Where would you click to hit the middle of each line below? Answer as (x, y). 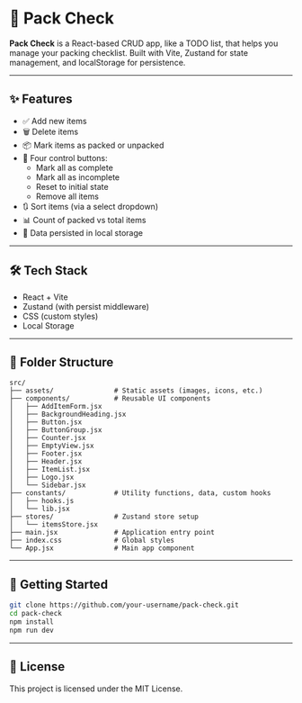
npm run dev (31, 630)
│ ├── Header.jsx (46, 462)
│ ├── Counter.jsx (48, 438)
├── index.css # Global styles (92, 541)
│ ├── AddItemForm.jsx (56, 407)
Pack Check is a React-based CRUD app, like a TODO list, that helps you (144, 43)
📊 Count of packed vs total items (84, 220)
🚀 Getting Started (59, 584)
